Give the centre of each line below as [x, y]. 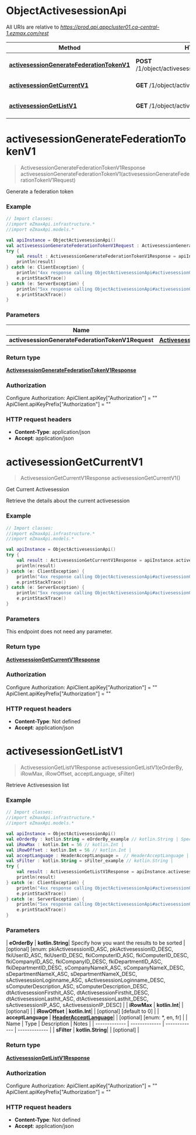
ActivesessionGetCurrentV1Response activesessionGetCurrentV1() [100, 478]
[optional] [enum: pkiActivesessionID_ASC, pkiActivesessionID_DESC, [90, 949]
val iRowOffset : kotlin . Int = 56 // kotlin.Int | [69, 850]
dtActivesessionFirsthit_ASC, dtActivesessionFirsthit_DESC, [78, 993]
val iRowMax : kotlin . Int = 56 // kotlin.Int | [65, 844]
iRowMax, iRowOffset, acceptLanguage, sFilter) [78, 774]
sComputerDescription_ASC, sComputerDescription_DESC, [77, 986]
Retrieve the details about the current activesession [68, 501]
